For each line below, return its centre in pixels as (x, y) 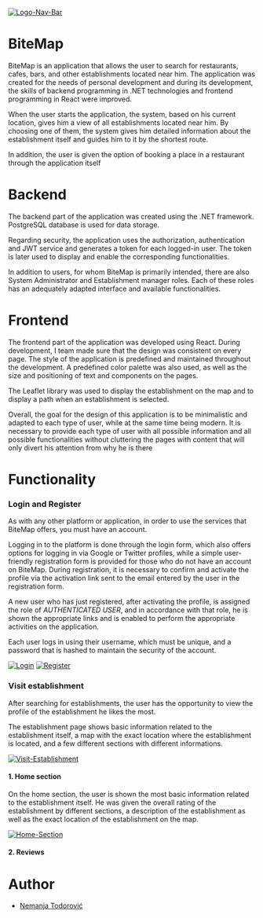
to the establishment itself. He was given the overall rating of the (112, 802)
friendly (21, 561)
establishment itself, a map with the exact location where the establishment (130, 735)
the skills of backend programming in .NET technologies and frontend (121, 90)
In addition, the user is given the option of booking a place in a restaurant (126, 154)
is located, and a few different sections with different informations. (115, 744)
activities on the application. (54, 627)
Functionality (52, 479)
